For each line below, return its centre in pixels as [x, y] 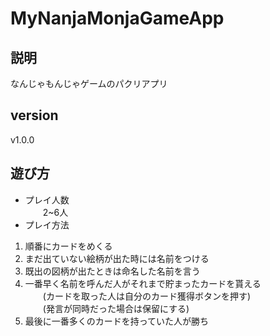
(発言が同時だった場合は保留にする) [116, 308]
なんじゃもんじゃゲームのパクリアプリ [89, 83]
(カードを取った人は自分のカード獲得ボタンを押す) [147, 296]
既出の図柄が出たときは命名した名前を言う [112, 271]
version [34, 115]
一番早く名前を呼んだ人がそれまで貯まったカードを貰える [143, 283]
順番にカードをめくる [68, 246]
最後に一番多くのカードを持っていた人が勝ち [117, 321]
